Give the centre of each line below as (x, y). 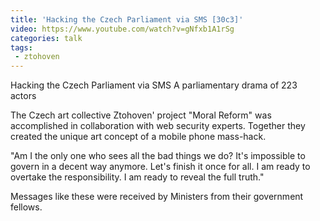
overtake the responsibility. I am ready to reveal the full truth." (137, 177)
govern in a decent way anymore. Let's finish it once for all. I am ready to (160, 167)
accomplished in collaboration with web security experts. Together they (158, 126)
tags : (21, 47)
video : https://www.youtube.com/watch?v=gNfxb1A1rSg (122, 29)
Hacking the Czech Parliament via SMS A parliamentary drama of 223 (154, 85)
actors (23, 96)
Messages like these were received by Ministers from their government (157, 197)
